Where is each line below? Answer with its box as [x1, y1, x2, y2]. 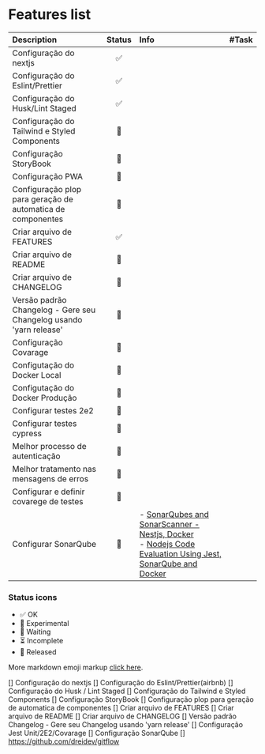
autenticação [12, 451, 61, 462]
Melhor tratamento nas [12, 463, 97, 474]
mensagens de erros [12, 473, 89, 484]
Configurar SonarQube [12, 538, 97, 549]
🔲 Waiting [19, 627, 51, 637]
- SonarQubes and [139, 508, 209, 519]
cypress [12, 428, 42, 439]
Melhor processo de [12, 440, 87, 451]
